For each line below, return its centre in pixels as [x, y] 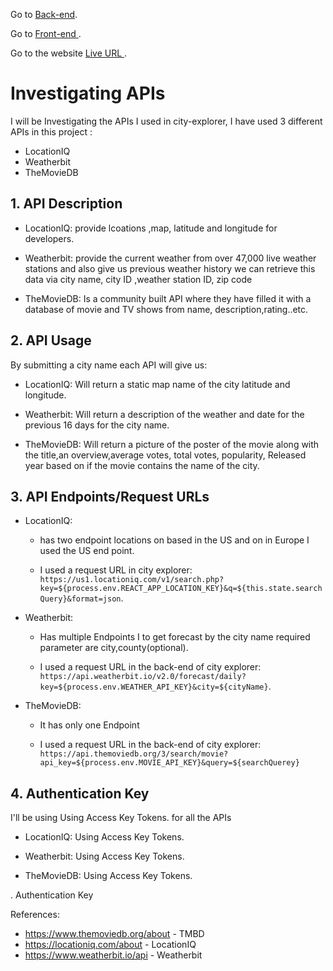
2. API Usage [51, 340]
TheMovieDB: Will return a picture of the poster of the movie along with [172, 444]
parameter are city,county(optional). [114, 648]
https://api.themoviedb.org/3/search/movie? [134, 754]
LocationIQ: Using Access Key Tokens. [104, 837]
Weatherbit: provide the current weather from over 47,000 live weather [170, 258]
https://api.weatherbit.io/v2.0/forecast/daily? [143, 677]
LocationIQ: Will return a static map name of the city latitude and [157, 384]
